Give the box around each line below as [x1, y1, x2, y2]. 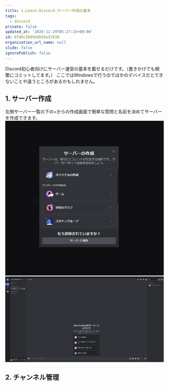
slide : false [5, 45, 33, 50]
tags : [5, 13, 17, 19]
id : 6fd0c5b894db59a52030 [5, 35, 59, 40]
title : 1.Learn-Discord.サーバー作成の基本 [5, 8, 91, 13]
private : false [5, 24, 37, 29]
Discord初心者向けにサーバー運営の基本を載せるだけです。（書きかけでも [5, 65, 155, 71]
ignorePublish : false [5, 50, 51, 55]
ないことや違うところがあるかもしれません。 [5, 78, 98, 84]
